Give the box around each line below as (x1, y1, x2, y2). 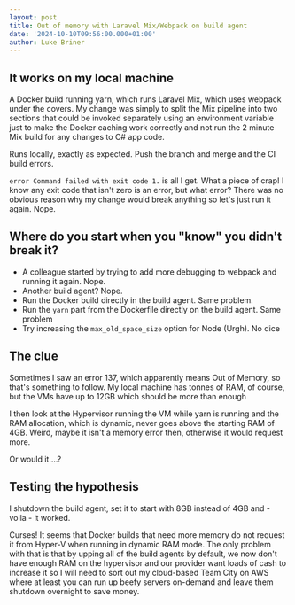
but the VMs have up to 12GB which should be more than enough (9, 391, 246, 401)
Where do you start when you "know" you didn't (9, 229, 282, 244)
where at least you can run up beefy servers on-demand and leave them (9, 577, 274, 587)
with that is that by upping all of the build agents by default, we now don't (9, 548, 277, 559)
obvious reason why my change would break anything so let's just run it (9, 194, 272, 205)
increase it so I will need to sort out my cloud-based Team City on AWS (9, 567, 269, 578)
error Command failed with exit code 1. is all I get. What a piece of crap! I (9, 175, 284, 186)
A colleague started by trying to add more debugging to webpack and (21, 267, 277, 277)
